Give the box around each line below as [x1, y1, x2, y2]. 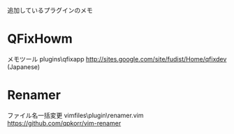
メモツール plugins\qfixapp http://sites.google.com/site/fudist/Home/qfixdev [7, 54, 227, 63]
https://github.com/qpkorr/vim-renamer [7, 119, 122, 127]
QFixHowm [7, 31, 73, 47]
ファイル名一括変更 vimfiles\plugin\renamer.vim [7, 111, 144, 119]
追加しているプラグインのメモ [7, 6, 93, 14]
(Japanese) [7, 62, 41, 71]
